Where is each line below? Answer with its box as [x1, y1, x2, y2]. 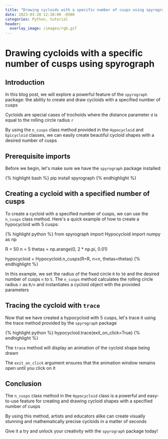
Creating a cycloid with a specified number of [5, 189, 150, 198]
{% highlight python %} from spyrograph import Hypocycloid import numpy [5, 231, 161, 237]
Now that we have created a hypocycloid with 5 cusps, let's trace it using [5, 314, 156, 321]
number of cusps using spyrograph [5, 58, 155, 70]
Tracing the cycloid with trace [5, 301, 100, 310]
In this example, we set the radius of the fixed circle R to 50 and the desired [5, 271, 159, 277]
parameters [5, 287, 29, 293]
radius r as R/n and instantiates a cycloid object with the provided [5, 281, 140, 287]
